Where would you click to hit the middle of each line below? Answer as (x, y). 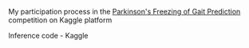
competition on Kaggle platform (60, 20)
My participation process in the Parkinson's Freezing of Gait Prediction (125, 12)
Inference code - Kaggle (48, 36)
